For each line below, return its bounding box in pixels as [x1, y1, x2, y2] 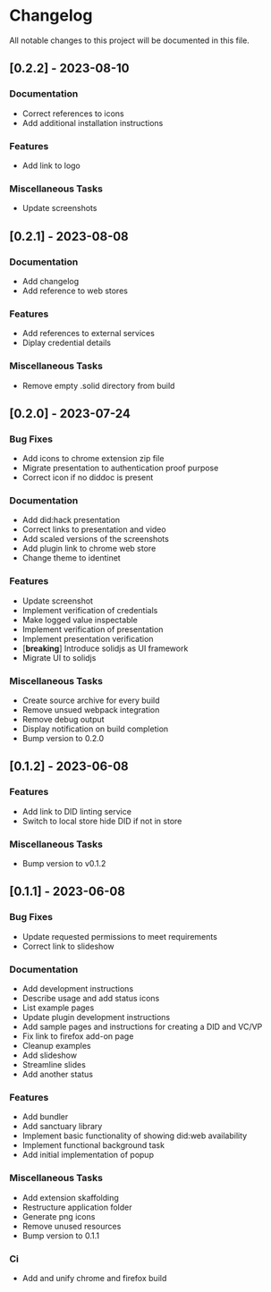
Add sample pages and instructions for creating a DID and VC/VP [21, 1021, 263, 1033]
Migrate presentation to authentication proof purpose [21, 462, 219, 474]
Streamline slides [21, 1060, 87, 1070]
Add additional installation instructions [21, 117, 164, 128]
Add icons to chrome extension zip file [21, 453, 165, 464]
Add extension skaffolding [21, 1192, 119, 1203]
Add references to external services [21, 328, 155, 339]
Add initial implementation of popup [21, 1150, 155, 1161]
